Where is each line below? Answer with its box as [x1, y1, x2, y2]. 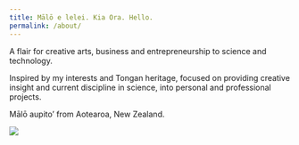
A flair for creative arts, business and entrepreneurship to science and [9, 45, 267, 56]
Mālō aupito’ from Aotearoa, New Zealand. [9, 109, 165, 119]
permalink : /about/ [9, 21, 82, 30]
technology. [9, 55, 54, 66]
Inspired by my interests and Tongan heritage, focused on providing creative [9, 72, 290, 83]
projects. [9, 91, 42, 102]
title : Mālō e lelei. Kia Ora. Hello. [9, 12, 154, 22]
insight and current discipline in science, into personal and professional [9, 82, 271, 93]
